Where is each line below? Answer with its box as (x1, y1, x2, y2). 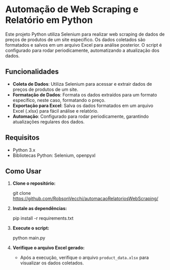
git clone (12, 190, 31, 196)
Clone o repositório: (12, 180, 56, 186)
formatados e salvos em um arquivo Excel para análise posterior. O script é (5, 42, 162, 48)
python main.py (12, 235, 46, 241)
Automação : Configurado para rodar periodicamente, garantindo (12, 113, 149, 119)
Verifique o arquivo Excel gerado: (12, 245, 85, 251)
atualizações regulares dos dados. (12, 118, 85, 125)
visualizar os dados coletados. (20, 260, 84, 266)
